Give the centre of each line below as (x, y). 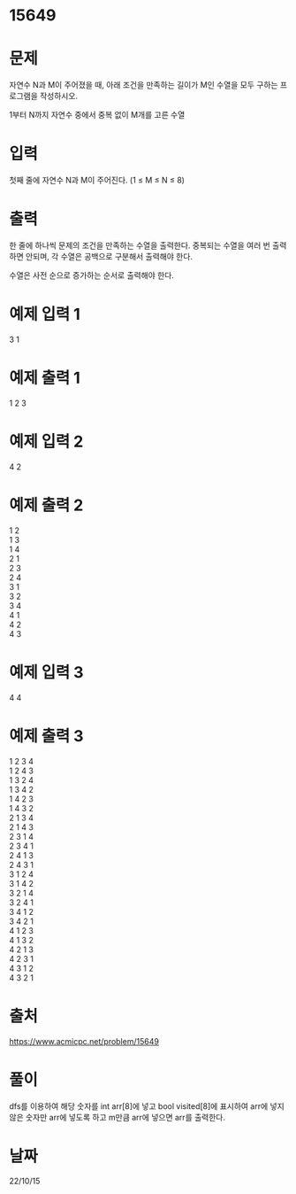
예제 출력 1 (45, 378)
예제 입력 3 (46, 672)
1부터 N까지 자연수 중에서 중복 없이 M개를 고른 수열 (97, 115)
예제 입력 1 (45, 314)
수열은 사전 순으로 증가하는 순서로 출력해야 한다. (92, 275)
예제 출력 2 (46, 505)
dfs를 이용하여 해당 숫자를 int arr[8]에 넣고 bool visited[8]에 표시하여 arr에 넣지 (147, 1106)
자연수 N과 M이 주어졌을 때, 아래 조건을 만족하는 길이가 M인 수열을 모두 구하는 (144, 85)
